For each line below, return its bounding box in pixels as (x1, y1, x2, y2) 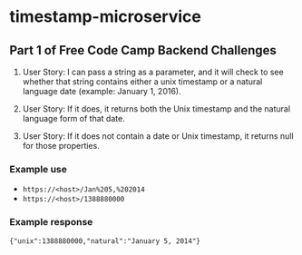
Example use (9, 162, 68, 175)
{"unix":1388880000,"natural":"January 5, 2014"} (9, 236, 201, 246)
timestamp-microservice (9, 6, 201, 27)
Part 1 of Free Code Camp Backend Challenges (9, 43, 277, 58)
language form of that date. (22, 113, 125, 123)
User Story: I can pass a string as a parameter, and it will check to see (22, 66, 284, 77)
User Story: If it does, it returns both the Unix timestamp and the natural (22, 103, 291, 114)
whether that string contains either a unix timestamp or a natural (22, 76, 263, 87)
